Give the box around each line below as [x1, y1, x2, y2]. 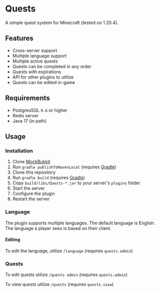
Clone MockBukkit [12, 159, 50, 165]
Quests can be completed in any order [12, 63, 91, 69]
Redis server [12, 112, 39, 118]
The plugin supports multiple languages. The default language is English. [5, 220, 155, 226]
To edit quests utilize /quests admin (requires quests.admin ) [5, 271, 127, 278]
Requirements [5, 94, 50, 103]
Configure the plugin [12, 191, 55, 197]
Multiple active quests [12, 58, 58, 64]
